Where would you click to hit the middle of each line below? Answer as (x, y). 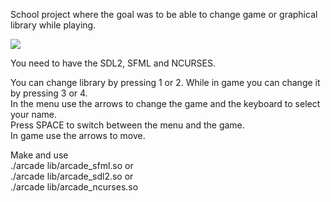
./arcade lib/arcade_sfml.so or (72, 165)
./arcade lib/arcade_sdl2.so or (72, 176)
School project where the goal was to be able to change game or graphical (164, 14)
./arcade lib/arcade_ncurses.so (74, 187)
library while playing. (53, 25)
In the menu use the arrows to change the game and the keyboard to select (165, 103)
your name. (34, 114)
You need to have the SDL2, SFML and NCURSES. (113, 63)
